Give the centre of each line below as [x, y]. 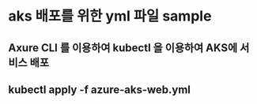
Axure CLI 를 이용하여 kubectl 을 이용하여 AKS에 [123, 48]
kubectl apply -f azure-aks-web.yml [100, 89]
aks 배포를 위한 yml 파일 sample [110, 16]
